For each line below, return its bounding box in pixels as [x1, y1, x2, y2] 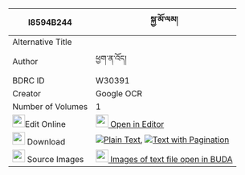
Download [27, 136, 66, 147]
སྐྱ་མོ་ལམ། [149, 14, 178, 25]
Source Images [27, 154, 84, 165]
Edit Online [25, 119, 67, 129]
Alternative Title [12, 36, 72, 47]
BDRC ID [12, 75, 46, 86]
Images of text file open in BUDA [110, 154, 233, 165]
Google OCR [95, 88, 143, 99]
